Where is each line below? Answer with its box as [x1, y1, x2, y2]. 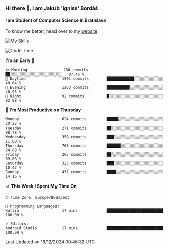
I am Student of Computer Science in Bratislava [5, 17, 106, 23]
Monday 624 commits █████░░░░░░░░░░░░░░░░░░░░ [5, 117, 164, 122]
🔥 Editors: [5, 221, 29, 226]
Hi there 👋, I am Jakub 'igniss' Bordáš [5, 5, 98, 12]
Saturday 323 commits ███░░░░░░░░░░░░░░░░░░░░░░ [5, 161, 164, 166]
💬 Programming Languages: [5, 204, 60, 209]
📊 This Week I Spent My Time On [5, 183, 77, 190]
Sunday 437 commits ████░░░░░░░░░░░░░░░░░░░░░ [5, 170, 164, 175]
